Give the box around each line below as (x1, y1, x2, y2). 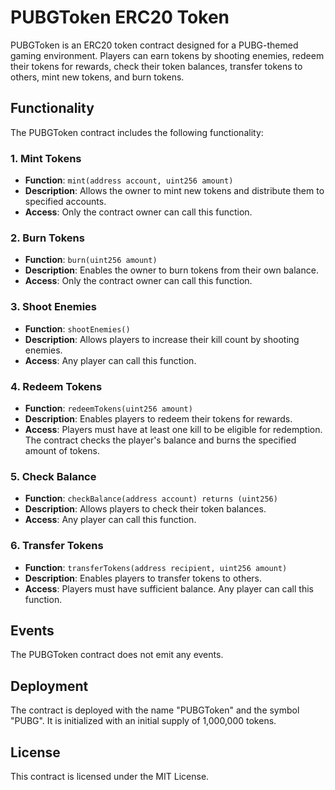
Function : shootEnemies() (24, 322, 131, 335)
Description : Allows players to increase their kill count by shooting (24, 333, 300, 345)
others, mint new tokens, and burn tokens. (10, 71, 185, 83)
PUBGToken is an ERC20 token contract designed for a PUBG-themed (10, 39, 299, 51)
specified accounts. (24, 196, 107, 208)
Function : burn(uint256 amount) (24, 254, 158, 266)
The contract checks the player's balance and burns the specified (24, 434, 297, 446)
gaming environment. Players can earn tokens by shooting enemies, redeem (10, 49, 325, 61)
